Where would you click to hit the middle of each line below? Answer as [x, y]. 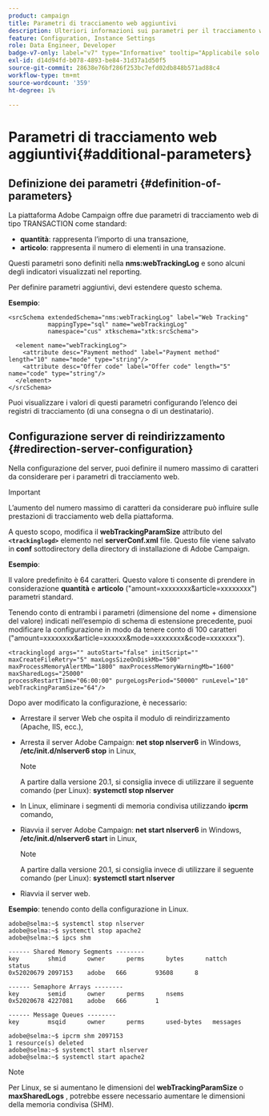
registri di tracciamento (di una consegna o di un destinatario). [111, 411]
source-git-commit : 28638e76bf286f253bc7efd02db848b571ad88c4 [114, 68]
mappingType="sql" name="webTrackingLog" [118, 325]
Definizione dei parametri [73, 183]
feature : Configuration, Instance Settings [82, 38]
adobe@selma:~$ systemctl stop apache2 [75, 931]
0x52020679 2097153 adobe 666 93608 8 [103, 973]
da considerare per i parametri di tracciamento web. [94, 477]
